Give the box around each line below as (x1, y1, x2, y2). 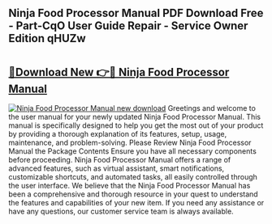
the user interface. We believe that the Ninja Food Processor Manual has (8, 181, 251, 190)
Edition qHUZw (8, 32, 87, 45)
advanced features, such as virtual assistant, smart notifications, (8, 163, 225, 173)
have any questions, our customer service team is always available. (8, 206, 234, 216)
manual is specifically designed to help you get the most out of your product (8, 120, 264, 130)
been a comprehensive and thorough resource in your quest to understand (8, 189, 258, 199)
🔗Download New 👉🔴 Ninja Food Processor (8, 65, 230, 79)
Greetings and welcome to (167, 104, 256, 112)
